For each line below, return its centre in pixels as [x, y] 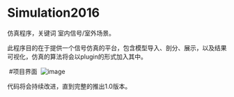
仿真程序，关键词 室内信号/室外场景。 [61, 33]
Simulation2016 [53, 13]
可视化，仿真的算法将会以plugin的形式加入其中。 [77, 57]
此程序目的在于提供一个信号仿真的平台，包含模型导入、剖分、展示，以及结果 [117, 47]
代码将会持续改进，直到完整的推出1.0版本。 [69, 86]
